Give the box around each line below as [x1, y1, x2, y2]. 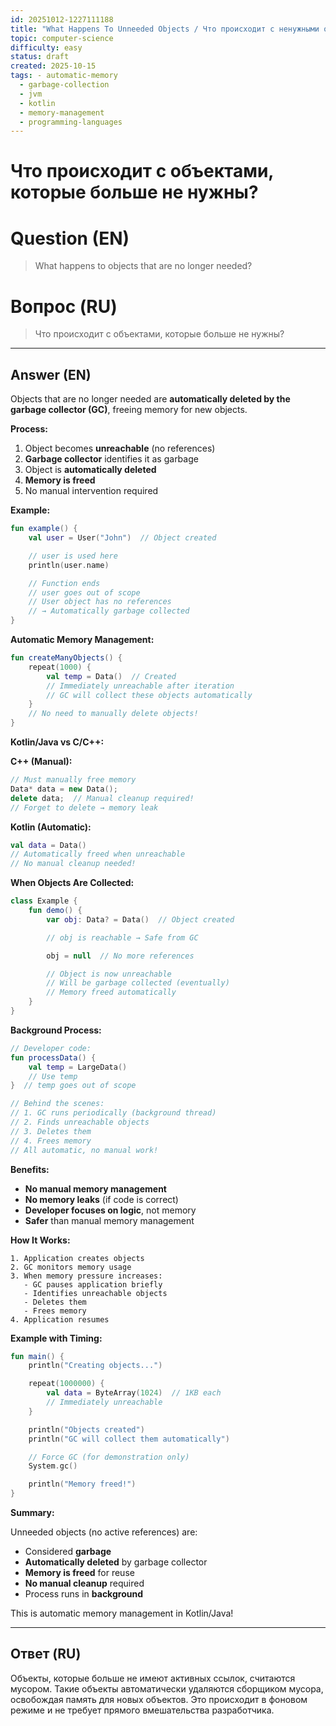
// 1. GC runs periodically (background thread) [10, 1108, 217, 1118]
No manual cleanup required [24, 1577, 145, 1589]
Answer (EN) [10, 366, 92, 383]
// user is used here [28, 551, 118, 561]
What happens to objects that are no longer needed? [34, 260, 253, 272]
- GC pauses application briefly [23, 1279, 163, 1290]
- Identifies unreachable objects [23, 1288, 168, 1298]
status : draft [10, 52, 70, 62]
